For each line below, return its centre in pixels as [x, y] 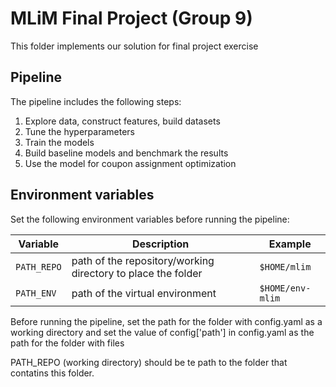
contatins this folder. [52, 373]
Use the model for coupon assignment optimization [130, 163]
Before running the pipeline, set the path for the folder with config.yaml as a [166, 321]
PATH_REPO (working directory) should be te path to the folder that [149, 362]
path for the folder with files [67, 343]
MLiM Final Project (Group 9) [131, 18]
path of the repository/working [143, 260]
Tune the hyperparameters [79, 131]
